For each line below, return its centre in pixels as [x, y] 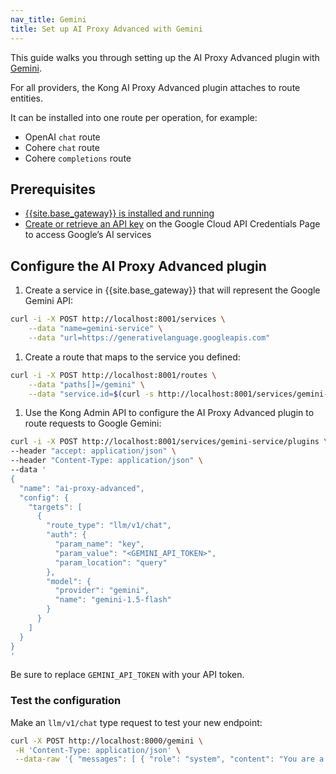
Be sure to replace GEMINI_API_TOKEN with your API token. [127, 675]
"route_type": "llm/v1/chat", [109, 526]
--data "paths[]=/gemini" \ [86, 384]
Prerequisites [53, 189]
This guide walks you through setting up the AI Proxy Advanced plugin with [165, 57]
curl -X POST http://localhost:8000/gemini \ [106, 741]
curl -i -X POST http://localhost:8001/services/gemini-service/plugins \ [169, 442]
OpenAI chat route [62, 137]
